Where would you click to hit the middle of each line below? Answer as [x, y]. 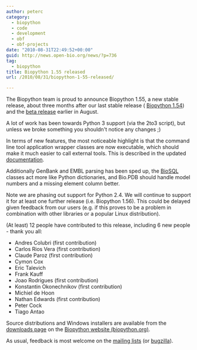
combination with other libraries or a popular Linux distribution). [83, 214]
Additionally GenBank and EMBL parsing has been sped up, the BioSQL [92, 171]
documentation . [25, 160]
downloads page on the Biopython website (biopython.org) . [78, 329]
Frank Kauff [29, 274]
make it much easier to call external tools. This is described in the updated [96, 153]
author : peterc [25, 11]
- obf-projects [30, 45]
